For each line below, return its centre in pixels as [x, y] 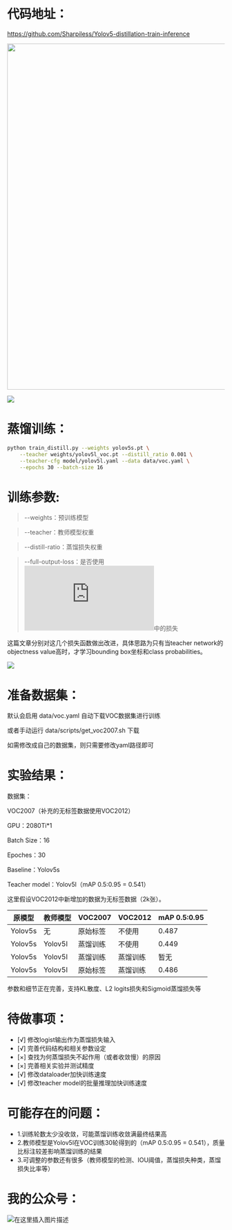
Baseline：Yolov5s [33, 870]
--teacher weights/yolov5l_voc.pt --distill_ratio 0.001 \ [106, 454]
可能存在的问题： [56, 1113]
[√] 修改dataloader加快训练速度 [62, 1074]
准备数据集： [44, 695]
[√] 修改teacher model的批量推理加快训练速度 [82, 1083]
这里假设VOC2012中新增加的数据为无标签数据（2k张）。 [86, 899]
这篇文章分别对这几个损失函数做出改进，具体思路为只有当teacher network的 [115, 643]
